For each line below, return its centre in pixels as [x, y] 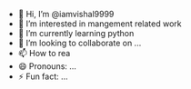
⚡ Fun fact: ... [43, 76]
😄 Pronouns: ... [47, 66]
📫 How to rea [44, 53]
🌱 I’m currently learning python [76, 33]
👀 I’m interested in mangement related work [100, 24]
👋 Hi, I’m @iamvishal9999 [66, 14]
